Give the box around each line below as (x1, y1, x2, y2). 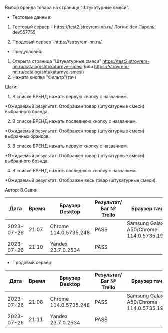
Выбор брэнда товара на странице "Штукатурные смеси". (5, 5, 130, 10)
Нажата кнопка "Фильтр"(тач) (12, 74, 76, 80)
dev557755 (12, 29, 36, 35)
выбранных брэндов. (5, 133, 50, 139)
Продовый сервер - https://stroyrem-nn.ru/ (12, 39, 102, 45)
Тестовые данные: (12, 14, 52, 20)
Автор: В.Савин (5, 187, 38, 193)
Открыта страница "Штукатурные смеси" (12, 58, 101, 64)
